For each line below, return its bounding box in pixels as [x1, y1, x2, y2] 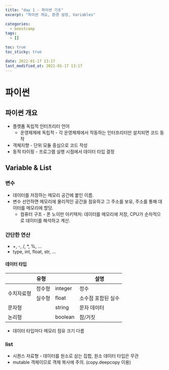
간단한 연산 [5, 232, 31, 239]
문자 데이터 [79, 304, 105, 311]
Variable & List [5, 163, 52, 172]
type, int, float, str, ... [12, 249, 56, 255]
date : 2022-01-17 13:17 [5, 58, 56, 64]
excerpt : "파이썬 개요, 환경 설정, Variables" [5, 12, 96, 17]
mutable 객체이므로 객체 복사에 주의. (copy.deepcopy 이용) [12, 359, 132, 365]
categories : [5, 21, 30, 26]
